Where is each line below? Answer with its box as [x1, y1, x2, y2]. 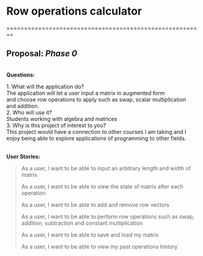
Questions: [6, 71, 35, 78]
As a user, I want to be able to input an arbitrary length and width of [21, 164, 191, 171]
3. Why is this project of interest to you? [6, 122, 107, 129]
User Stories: [6, 153, 41, 160]
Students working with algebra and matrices [6, 115, 118, 122]
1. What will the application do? [6, 83, 84, 90]
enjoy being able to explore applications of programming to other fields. [6, 134, 187, 142]
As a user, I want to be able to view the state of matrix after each [21, 182, 184, 190]
